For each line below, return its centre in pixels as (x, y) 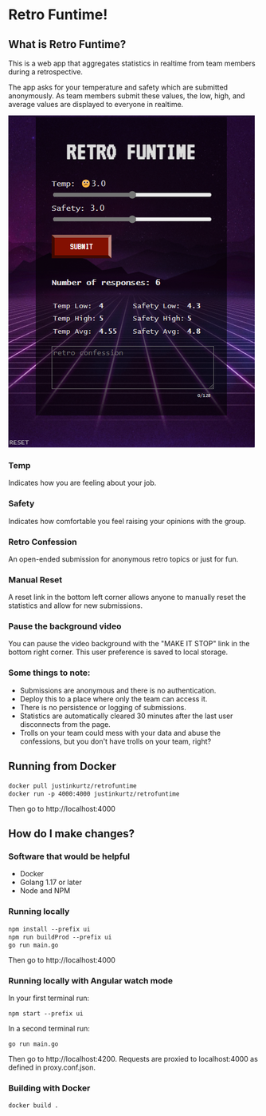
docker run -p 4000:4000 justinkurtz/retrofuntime (94, 794)
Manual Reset (35, 579)
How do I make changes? (72, 834)
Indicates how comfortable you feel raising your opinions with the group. (127, 521)
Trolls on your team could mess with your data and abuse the (120, 733)
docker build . (33, 1106)
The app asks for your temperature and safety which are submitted (118, 87)
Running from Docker (63, 767)
